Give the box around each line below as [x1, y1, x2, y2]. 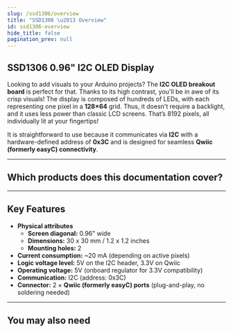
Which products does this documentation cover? [7, 171, 223, 184]
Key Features [7, 203, 66, 215]
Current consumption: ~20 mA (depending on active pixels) [17, 251, 190, 259]
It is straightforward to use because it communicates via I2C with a [7, 130, 198, 139]
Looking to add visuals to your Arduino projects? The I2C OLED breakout [7, 80, 216, 88]
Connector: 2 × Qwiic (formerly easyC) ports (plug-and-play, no [17, 280, 205, 289]
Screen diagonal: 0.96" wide [27, 229, 111, 237]
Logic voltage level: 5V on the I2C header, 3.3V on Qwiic [17, 258, 181, 267]
